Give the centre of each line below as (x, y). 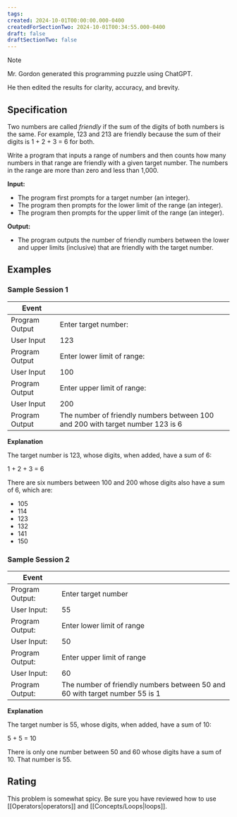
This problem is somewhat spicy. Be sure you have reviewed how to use (112, 799)
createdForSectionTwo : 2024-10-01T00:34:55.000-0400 (86, 27)
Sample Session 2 (39, 559)
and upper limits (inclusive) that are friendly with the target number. (115, 247)
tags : (15, 14)
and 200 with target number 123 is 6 (121, 424)
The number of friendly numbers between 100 (137, 415)
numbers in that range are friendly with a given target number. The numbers (118, 162)
